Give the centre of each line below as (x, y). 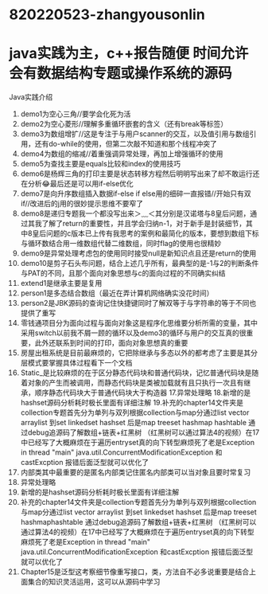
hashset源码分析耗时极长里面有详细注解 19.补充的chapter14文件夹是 (132, 403)
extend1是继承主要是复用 (61, 283)
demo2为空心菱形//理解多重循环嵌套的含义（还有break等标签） (124, 124)
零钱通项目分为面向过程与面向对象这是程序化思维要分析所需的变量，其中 (139, 323)
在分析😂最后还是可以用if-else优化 (77, 184)
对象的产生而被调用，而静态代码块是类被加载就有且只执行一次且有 (136, 383)
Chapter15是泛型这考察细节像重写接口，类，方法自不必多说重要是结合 (135, 572)
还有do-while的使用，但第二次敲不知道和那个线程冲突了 (126, 144)
